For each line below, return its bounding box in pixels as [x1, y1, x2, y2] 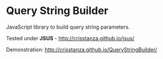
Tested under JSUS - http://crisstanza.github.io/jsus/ [6, 34, 135, 41]
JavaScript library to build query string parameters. [6, 23, 131, 30]
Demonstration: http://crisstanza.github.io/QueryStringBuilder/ [6, 46, 158, 53]
